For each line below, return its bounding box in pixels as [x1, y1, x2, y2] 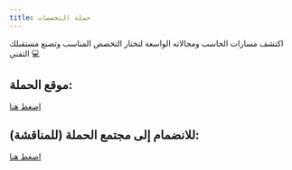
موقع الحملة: [9, 77, 73, 93]
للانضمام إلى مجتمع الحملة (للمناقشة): [9, 127, 200, 142]
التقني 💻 [9, 48, 41, 58]
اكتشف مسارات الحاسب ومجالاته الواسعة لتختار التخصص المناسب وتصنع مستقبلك [9, 38, 284, 49]
